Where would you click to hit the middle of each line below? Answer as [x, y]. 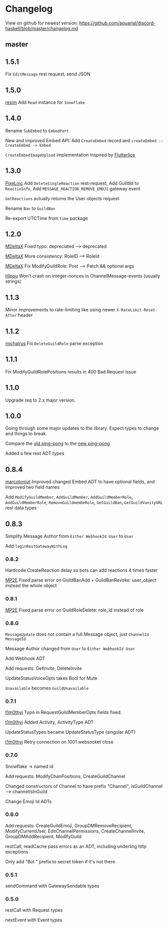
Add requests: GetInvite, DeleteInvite [44, 668]
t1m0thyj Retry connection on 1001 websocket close [59, 742]
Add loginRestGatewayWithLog [36, 546]
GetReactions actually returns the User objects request [62, 198]
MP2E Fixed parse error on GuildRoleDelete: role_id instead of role [74, 610]
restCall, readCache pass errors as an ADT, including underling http [76, 846]
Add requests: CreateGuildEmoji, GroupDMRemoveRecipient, [69, 826]
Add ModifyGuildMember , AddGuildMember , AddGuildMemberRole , [69, 497]
